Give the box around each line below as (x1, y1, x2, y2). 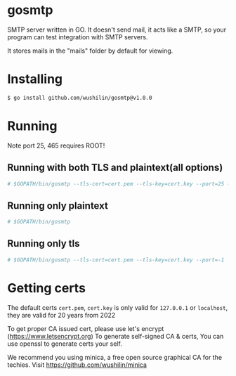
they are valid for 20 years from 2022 (7, 311, 116, 319)
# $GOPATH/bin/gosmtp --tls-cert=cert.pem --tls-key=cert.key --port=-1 (7, 256, 225, 264)
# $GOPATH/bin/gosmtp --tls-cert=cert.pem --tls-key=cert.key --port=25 (7, 180, 225, 188)
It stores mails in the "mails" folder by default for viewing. (7, 46, 173, 55)
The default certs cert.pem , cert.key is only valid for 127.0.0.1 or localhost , (7, 303, 228, 311)
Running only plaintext (7, 200, 109, 212)
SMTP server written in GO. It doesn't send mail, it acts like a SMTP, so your (7, 25, 227, 34)
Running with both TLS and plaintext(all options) (7, 162, 223, 174)
